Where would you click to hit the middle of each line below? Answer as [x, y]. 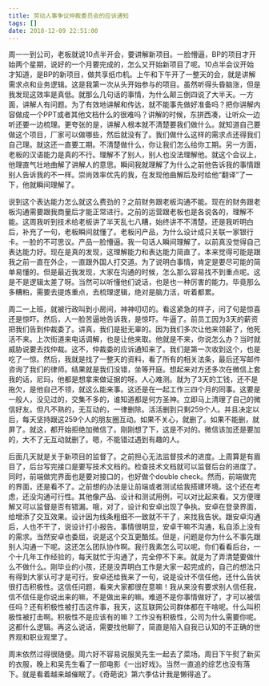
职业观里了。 [50, 637]
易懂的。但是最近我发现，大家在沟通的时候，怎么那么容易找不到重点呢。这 [138, 272]
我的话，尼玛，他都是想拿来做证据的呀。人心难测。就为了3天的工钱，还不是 [133, 380]
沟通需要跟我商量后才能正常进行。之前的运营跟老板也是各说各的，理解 [130, 212]
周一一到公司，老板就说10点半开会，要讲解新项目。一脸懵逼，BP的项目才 [129, 55]
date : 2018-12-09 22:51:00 [53, 30]
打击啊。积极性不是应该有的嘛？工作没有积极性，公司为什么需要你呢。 [145, 617]
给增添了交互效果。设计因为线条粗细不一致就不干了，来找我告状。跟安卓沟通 [134, 517]
